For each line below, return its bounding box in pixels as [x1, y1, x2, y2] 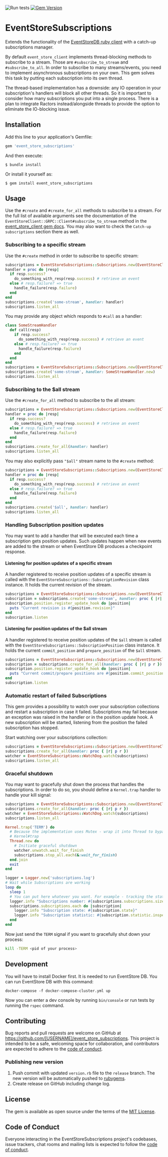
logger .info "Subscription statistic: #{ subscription [14, 913, 128, 918]
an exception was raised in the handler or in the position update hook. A [5, 714, 153, 720]
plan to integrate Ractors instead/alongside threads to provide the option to [5, 101, 160, 107]
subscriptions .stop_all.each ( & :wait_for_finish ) [14, 852, 117, 858]
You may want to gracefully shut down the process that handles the [5, 781, 144, 788]
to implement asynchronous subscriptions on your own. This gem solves [5, 70, 155, 76]
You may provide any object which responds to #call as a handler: [5, 313, 142, 319]
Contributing [5, 1017, 46, 1025]
